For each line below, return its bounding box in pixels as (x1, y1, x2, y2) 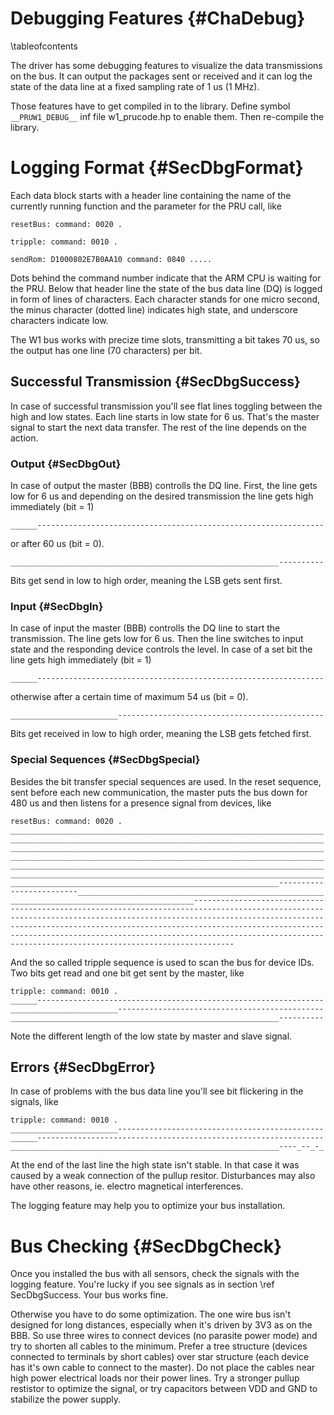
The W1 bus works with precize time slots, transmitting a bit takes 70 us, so (10, 333, 320, 346)
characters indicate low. (10, 314, 109, 326)
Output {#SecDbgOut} (10, 457, 122, 471)
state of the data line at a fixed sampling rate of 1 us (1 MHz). (10, 80, 260, 92)
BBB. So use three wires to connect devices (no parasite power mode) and (10, 1330, 318, 1342)
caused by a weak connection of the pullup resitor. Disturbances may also (10, 1170, 316, 1182)
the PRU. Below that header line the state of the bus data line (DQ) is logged (10, 282, 323, 294)
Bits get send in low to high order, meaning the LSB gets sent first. (10, 574, 283, 586)
